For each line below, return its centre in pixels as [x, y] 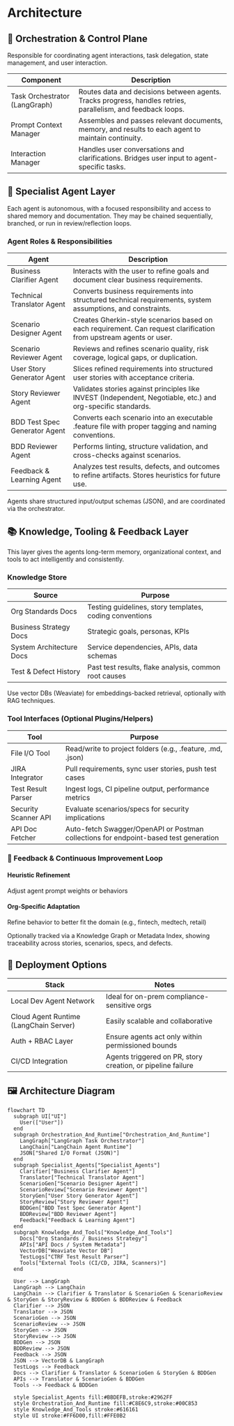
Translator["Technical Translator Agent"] [82, 1178]
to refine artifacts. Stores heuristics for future [147, 475]
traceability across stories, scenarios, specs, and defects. [90, 943]
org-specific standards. [112, 406]
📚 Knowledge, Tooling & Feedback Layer [98, 532]
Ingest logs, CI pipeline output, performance [137, 789]
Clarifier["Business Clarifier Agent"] [78, 1172]
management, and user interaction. [57, 63]
